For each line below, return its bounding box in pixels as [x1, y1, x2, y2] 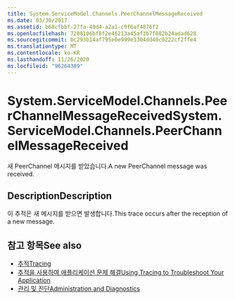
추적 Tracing [17, 259, 51, 268]
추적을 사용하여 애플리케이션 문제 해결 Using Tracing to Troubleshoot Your [17, 268, 224, 277]
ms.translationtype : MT [7, 43, 77, 50]
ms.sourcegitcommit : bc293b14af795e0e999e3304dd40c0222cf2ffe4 [7, 37, 197, 44]
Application [17, 276, 51, 285]
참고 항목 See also [7, 240, 82, 252]
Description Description [7, 190, 113, 202]
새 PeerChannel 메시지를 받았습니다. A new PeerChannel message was [7, 162, 208, 170]
